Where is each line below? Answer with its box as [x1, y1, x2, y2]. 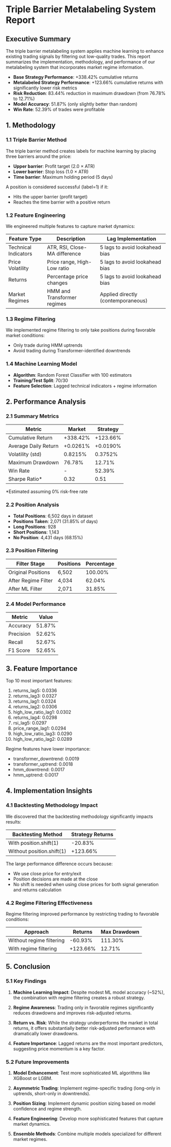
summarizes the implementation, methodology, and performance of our [6, 59, 155, 64]
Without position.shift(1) [8, 847, 66, 855]
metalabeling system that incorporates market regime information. [6, 64, 144, 70]
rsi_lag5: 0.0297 [13, 719, 47, 726]
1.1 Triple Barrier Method [6, 136, 67, 143]
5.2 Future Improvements [6, 1058, 70, 1065]
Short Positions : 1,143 [13, 529, 59, 535]
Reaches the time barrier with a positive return [13, 199, 111, 205]
